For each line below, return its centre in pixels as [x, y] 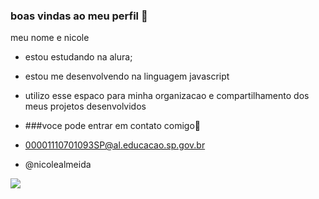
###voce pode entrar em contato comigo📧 [113, 126]
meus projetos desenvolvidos [85, 106]
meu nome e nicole [50, 38]
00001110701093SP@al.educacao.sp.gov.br [115, 145]
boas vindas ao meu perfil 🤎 [79, 16]
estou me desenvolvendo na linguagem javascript [127, 76]
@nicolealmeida [58, 165]
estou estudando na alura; [78, 57]
